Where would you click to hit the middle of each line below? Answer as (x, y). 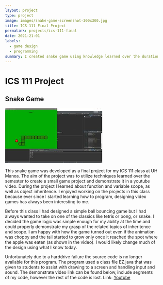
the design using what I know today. (41, 247)
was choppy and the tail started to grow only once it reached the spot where (81, 237)
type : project (19, 15)
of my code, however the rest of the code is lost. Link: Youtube (68, 277)
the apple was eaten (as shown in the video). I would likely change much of (80, 242)
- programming (24, 51)
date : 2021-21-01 (23, 36)
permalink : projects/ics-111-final (41, 31)
